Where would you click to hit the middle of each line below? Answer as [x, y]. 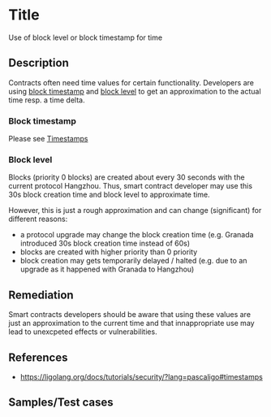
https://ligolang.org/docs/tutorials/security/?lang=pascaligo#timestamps [142, 376]
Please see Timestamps [48, 139]
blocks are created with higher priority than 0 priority [109, 252]
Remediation [41, 295]
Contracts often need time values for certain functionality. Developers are [131, 82]
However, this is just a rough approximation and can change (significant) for [135, 211]
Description [39, 63]
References [38, 357]
